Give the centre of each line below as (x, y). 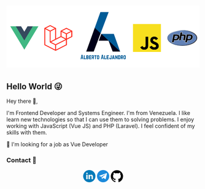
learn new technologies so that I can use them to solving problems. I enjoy (100, 120)
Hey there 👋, (22, 101)
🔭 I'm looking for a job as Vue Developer (57, 144)
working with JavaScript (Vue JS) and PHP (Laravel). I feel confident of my (101, 126)
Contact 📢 (21, 160)
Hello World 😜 (34, 87)
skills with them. (27, 133)
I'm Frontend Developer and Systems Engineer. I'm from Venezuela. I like (99, 113)
